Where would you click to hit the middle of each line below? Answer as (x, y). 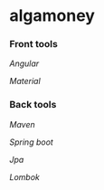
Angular (24, 63)
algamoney (52, 16)
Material (25, 81)
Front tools (34, 44)
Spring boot (32, 142)
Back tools (33, 105)
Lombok (25, 176)
